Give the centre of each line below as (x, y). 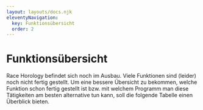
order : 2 (23, 29)
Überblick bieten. (28, 101)
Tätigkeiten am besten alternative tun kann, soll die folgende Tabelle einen (100, 95)
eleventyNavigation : (33, 18)
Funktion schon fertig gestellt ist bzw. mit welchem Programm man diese (98, 89)
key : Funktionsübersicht (43, 23)
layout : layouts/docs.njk (39, 12)
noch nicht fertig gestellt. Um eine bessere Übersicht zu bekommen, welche (102, 82)
